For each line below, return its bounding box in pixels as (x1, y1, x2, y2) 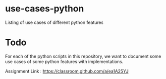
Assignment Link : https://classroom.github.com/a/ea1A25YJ (5, 68, 129, 74)
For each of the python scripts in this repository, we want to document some (5, 53, 162, 59)
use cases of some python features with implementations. (5, 58, 124, 65)
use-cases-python (5, 3, 84, 14)
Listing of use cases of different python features (5, 19, 104, 25)
